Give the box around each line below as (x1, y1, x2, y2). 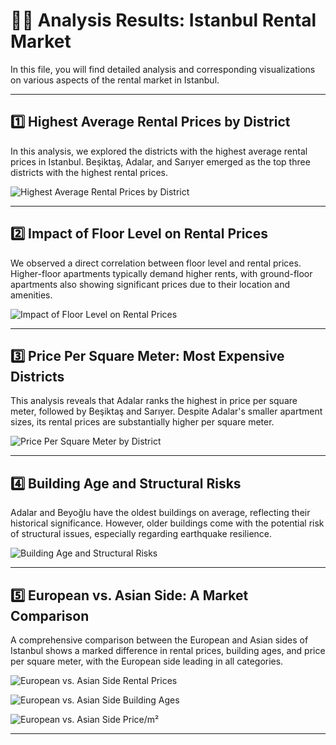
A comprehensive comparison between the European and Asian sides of (10, 634, 309, 646)
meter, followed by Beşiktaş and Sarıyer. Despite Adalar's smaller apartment (10, 405, 323, 418)
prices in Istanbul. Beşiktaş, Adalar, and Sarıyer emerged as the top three (10, 155, 311, 168)
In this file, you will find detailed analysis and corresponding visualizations (10, 63, 316, 75)
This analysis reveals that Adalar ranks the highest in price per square (10, 395, 298, 407)
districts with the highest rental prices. (10, 166, 168, 178)
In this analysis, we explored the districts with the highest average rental (10, 145, 308, 157)
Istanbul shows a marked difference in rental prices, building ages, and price (10, 645, 326, 656)
